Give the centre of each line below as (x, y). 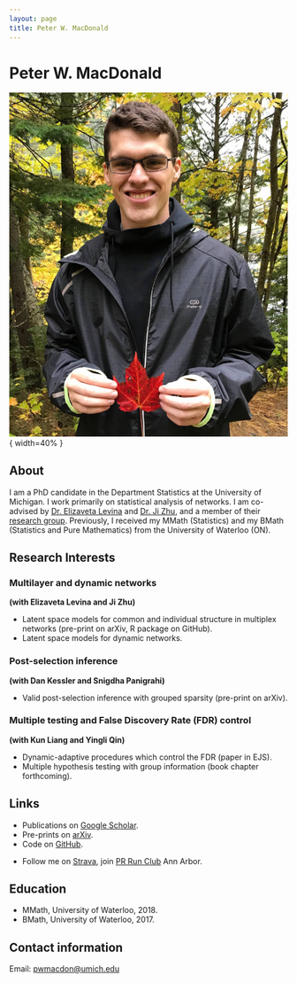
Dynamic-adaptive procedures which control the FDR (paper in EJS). (147, 757)
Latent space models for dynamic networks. (102, 638)
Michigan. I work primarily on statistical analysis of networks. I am (129, 502)
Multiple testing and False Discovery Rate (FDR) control (130, 721)
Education (38, 889)
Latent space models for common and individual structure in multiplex (149, 620)
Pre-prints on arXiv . (57, 834)
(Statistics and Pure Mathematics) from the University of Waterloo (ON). (140, 530)
